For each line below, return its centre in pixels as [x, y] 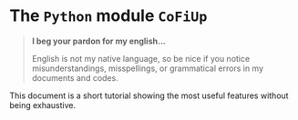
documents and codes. [75, 77]
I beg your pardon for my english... [98, 41]
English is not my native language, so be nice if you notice [141, 58]
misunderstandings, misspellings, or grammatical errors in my [148, 68]
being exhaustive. [42, 105]
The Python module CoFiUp [108, 16]
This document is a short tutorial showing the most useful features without [149, 95]
